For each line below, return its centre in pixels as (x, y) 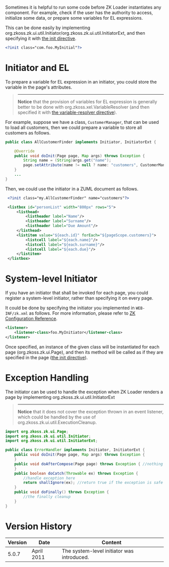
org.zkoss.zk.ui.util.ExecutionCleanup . (57, 422)
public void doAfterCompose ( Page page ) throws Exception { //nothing (89, 464)
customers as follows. (28, 132)
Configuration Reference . (31, 319)
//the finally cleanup (47, 497)
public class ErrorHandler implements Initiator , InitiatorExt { (75, 450)
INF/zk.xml (17, 314)
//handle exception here (49, 478)
